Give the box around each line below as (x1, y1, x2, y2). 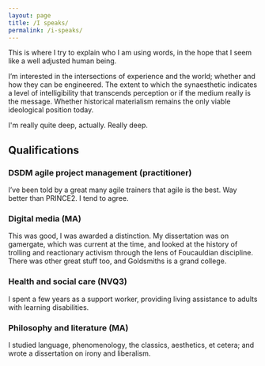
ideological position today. (8, 105, 94, 115)
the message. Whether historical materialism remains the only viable (8, 96, 231, 107)
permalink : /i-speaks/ (8, 26, 83, 34)
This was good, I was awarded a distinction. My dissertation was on (8, 231, 229, 241)
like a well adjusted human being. (8, 56, 117, 66)
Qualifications (8, 143, 80, 157)
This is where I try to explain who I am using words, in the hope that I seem (8, 48, 252, 58)
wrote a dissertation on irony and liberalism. (8, 349, 151, 358)
